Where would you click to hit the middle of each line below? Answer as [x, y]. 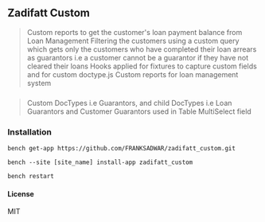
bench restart [31, 177]
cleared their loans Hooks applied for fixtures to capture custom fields [142, 66]
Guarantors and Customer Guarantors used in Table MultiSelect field [139, 111]
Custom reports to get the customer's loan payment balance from [134, 32]
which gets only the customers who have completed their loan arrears [142, 49]
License [21, 193]
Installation [30, 132]
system [39, 83]
